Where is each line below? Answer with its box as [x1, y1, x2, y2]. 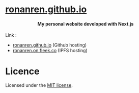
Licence [5, 65, 40, 77]
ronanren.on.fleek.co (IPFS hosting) [12, 48, 88, 54]
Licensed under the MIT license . [5, 82, 73, 88]
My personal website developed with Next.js [37, 20, 134, 27]
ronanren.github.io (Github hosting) [12, 42, 87, 48]
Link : [5, 32, 17, 38]
